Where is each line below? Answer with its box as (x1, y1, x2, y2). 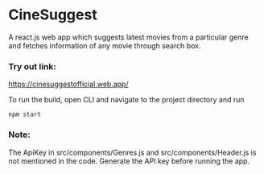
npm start (8, 110, 42, 118)
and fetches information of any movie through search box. (8, 40, 201, 50)
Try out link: (8, 60, 56, 72)
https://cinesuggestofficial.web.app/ (8, 79, 129, 89)
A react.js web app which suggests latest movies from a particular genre (8, 32, 249, 42)
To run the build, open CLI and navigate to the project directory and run (8, 95, 245, 105)
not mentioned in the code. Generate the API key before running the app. (8, 155, 250, 166)
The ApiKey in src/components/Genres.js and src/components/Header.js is (8, 147, 257, 157)
